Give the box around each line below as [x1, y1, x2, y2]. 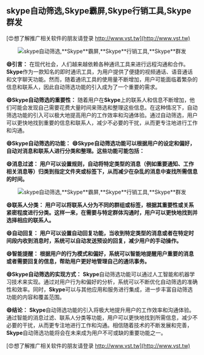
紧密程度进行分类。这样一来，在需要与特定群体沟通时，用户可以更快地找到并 [6, 209, 198, 216]
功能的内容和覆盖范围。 [6, 293, 65, 300]
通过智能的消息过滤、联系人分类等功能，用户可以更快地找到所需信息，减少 [6, 314, 192, 321]
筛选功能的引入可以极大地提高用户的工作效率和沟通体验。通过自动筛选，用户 [6, 111, 198, 119]
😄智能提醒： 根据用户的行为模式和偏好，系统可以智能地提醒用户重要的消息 [6, 250, 194, 257]
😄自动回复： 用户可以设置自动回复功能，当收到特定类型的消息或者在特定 [6, 229, 189, 236]
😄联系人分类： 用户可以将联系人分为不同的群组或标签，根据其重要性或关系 [6, 201, 194, 208]
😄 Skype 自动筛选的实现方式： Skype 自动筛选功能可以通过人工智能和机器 [6, 270, 190, 278]
